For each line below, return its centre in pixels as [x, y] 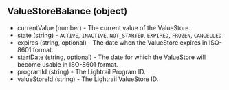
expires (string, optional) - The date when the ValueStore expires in [112, 42]
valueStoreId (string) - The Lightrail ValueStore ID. [88, 79]
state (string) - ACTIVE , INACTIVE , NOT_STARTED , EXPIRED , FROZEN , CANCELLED [119, 35]
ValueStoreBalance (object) [67, 11]
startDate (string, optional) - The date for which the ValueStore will [111, 57]
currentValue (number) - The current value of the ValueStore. [104, 27]
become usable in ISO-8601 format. [67, 64]
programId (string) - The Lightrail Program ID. [81, 71]
